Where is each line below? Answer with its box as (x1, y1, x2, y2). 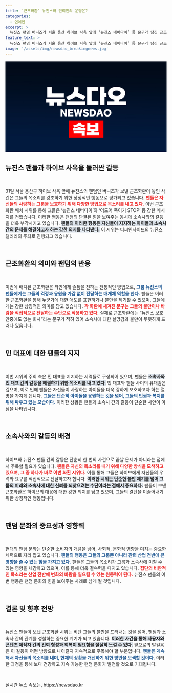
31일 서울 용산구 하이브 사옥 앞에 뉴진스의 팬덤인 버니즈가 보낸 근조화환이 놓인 (5, 188, 160, 195)
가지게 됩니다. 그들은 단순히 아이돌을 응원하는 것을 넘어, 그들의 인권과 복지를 (14, 393, 165, 399)
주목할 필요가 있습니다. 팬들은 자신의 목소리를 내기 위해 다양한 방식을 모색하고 (10, 463, 164, 469)
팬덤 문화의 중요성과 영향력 (5, 521, 84, 530)
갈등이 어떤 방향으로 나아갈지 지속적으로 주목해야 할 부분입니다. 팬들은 (16, 648, 156, 654)
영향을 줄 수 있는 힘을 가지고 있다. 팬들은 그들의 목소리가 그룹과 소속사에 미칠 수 (5, 559, 163, 565)
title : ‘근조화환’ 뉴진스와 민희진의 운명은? (5, 8, 88, 13)
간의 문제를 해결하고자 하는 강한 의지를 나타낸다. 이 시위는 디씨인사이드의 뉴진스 (5, 226, 163, 233)
